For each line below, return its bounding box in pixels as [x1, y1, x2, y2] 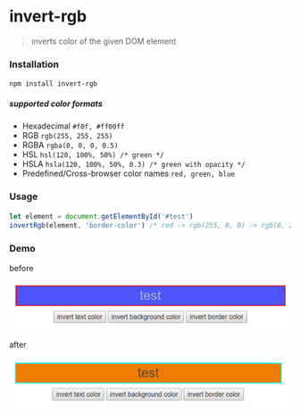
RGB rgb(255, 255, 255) [21, 130, 113, 141]
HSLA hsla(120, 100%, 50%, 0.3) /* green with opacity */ [21, 159, 246, 170]
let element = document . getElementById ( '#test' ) [9, 212, 194, 220]
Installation [9, 58, 60, 71]
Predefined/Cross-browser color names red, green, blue [21, 168, 235, 179]
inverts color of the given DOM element [30, 36, 177, 46]
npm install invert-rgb [9, 79, 98, 88]
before [9, 262, 34, 273]
